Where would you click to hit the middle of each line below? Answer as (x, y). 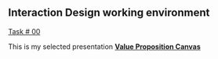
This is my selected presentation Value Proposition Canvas (105, 47)
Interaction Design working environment (109, 13)
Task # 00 (24, 31)
